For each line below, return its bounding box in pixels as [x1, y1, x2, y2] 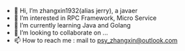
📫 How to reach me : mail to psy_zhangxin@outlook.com [13, 37, 178, 44]
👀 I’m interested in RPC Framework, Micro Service [13, 14, 157, 22]
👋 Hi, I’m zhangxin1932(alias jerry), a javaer [13, 7, 138, 14]
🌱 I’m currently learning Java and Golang [13, 21, 131, 29]
